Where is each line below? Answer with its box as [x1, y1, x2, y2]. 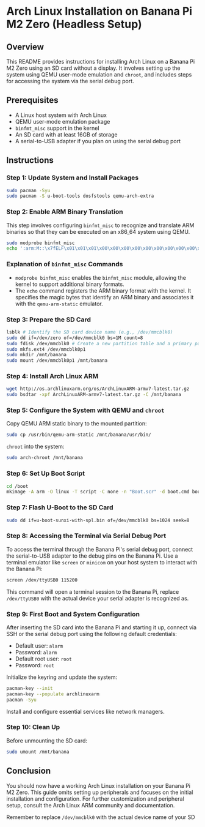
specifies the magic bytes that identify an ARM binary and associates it [15, 293, 194, 301]
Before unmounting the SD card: [6, 736, 87, 744]
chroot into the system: [6, 443, 65, 451]
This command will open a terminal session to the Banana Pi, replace [6, 588, 179, 595]
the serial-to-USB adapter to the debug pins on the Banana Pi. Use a [6, 552, 178, 559]
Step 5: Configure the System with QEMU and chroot [6, 406, 165, 414]
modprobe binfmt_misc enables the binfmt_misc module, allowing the [15, 274, 186, 281]
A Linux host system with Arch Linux [15, 111, 107, 119]
